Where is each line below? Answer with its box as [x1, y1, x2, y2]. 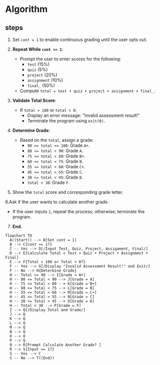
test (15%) [27, 61, 50, 67]
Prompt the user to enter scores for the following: [19, 56, 121, 62]
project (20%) [27, 72, 57, 78]
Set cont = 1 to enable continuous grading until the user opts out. [12, 36, 148, 42]
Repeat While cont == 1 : [12, 46, 64, 52]
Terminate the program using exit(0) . [27, 118, 106, 123]
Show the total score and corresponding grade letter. [12, 189, 124, 195]
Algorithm [5, 3, 48, 15]
